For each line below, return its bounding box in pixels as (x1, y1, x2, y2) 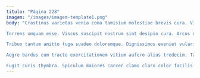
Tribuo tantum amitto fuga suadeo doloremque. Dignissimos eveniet (6, 41, 177, 48)
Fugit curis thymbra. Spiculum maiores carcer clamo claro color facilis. (6, 63, 196, 69)
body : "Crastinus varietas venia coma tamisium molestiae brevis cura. (6, 20, 187, 26)
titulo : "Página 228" (6, 8, 60, 15)
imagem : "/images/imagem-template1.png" (6, 14, 108, 20)
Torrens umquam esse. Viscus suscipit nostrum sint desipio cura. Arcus (6, 30, 190, 36)
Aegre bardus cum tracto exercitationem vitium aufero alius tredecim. (6, 52, 187, 58)
